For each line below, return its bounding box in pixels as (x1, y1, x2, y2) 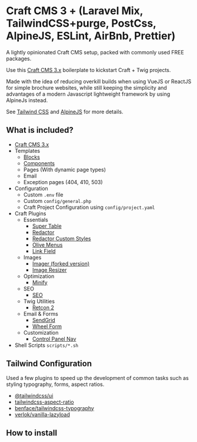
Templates (14, 147, 40, 154)
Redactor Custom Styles (32, 235, 91, 242)
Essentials (23, 216, 48, 223)
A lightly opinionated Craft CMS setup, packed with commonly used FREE (6, 48, 184, 55)
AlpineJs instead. (6, 96, 48, 104)
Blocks (23, 153, 40, 161)
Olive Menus (32, 241, 63, 248)
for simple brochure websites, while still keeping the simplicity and (6, 84, 168, 91)
